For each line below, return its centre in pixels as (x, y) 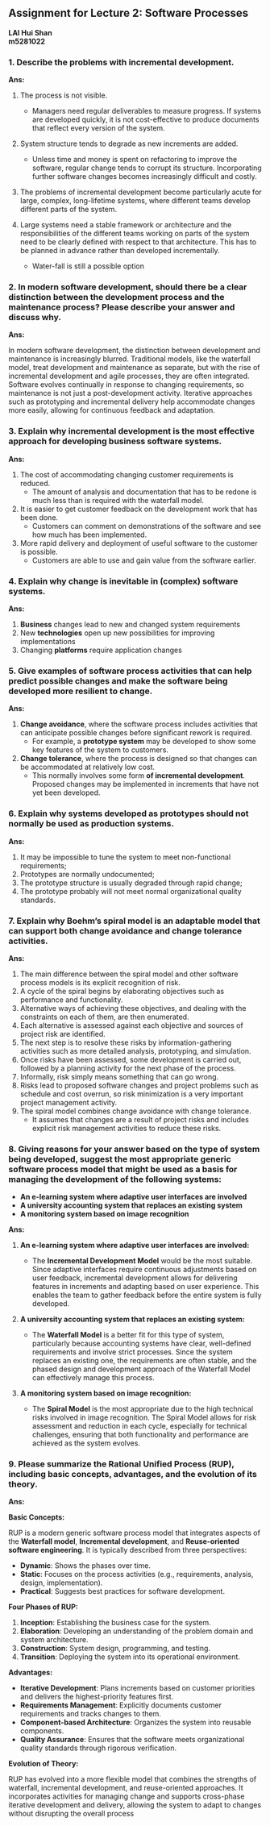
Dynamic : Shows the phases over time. (85, 1566)
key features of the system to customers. (100, 750)
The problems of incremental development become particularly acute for (141, 192)
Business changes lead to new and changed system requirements (130, 624)
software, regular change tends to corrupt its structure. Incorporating (147, 168)
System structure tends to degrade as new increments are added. (129, 144)
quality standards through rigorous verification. (98, 1748)
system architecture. (54, 1640)
